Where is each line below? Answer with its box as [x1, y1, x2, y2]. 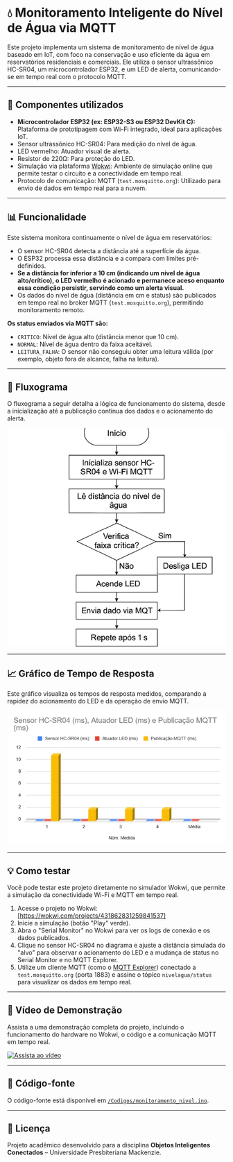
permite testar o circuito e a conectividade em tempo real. [17, 169, 183, 178]
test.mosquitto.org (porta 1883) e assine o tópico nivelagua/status [17, 970, 212, 979]
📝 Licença [7, 1122, 51, 1134]
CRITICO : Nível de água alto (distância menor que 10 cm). [17, 332, 179, 341]
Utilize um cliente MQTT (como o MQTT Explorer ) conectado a [17, 963, 196, 971]
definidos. [17, 262, 46, 270]
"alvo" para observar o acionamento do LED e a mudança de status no [17, 948, 219, 957]
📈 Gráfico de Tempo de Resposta [7, 667, 155, 679]
